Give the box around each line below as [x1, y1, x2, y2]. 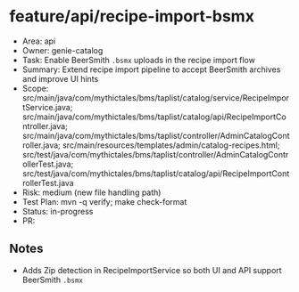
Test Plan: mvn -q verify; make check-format [21, 196, 187, 207]
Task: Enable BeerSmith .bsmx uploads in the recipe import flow [21, 54, 256, 65]
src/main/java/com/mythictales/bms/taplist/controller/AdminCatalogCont [21, 130, 290, 141]
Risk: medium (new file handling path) [21, 187, 162, 198]
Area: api [21, 36, 56, 46]
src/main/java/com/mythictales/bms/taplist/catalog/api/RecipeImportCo [21, 111, 287, 122]
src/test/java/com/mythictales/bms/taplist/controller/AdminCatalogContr [21, 149, 289, 159]
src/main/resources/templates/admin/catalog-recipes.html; [62, 140, 280, 150]
